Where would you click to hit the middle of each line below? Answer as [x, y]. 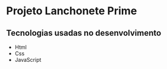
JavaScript [28, 60]
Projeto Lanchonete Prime [72, 11]
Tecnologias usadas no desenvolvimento [84, 33]
